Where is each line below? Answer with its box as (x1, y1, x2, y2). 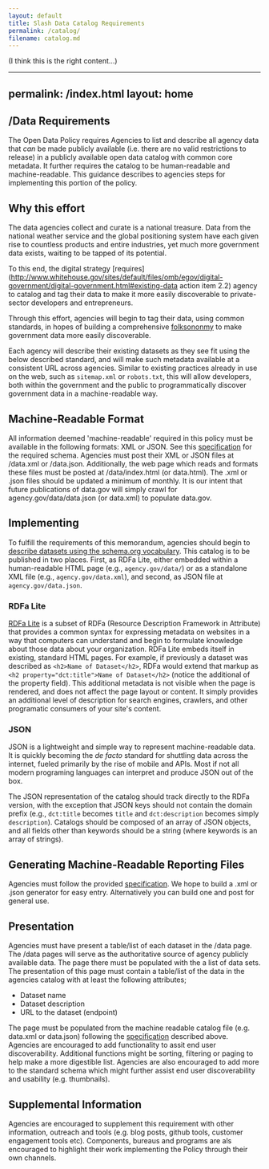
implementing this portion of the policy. (8, 178, 138, 188)
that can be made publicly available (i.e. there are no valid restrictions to (8, 144, 247, 153)
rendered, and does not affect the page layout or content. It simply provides (8, 687, 259, 697)
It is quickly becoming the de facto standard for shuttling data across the (8, 751, 248, 760)
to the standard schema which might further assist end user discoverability (8, 1065, 256, 1076)
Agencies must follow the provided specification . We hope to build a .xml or (8, 879, 258, 889)
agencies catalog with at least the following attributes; (8, 975, 187, 984)
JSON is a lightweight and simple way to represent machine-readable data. (8, 742, 256, 751)
